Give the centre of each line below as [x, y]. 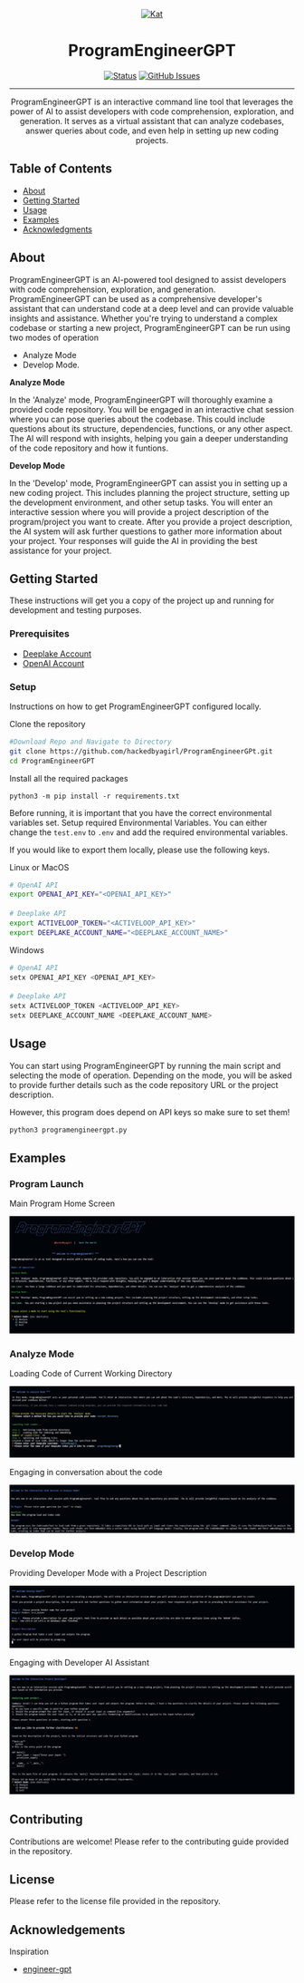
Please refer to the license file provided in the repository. [115, 1901]
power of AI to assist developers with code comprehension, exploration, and [152, 111]
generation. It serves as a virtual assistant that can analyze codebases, [152, 121]
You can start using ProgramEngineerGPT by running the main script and [145, 1065]
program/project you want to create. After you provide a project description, [151, 521]
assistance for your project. [61, 550]
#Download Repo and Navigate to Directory [90, 742]
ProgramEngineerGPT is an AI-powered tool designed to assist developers [148, 279]
